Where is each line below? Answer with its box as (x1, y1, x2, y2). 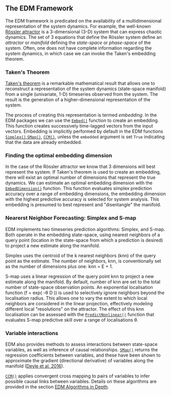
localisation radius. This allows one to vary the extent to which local (5, 295, 148, 301)
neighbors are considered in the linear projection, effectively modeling (5, 300, 153, 306)
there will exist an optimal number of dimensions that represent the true (5, 174, 156, 181)
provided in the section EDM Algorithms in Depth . (5, 384, 109, 390)
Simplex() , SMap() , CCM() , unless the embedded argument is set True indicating (5, 134, 165, 140)
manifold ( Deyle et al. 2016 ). (5, 363, 65, 369)
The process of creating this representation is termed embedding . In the (5, 112, 157, 118)
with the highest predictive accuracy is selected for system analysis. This (5, 196, 159, 202)
